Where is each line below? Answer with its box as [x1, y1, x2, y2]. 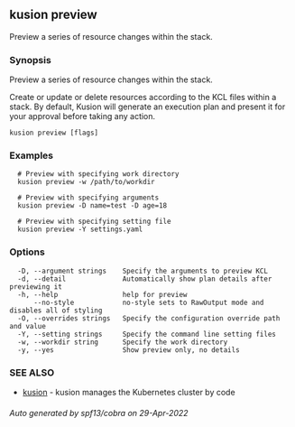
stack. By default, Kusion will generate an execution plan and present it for [9, 101, 286, 112]
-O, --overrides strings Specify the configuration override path [17, 313, 281, 323]
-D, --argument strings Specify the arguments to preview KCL [17, 266, 269, 275]
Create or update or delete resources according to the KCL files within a [9, 92, 277, 103]
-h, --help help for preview [17, 290, 188, 299]
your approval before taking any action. [9, 111, 156, 122]
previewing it [9, 282, 63, 292]
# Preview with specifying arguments [17, 193, 160, 202]
